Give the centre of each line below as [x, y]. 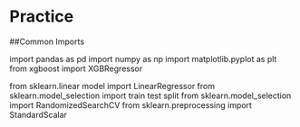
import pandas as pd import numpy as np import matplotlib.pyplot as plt [143, 59]
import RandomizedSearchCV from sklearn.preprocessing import [131, 104]
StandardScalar [39, 114]
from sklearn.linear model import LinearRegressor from [112, 86]
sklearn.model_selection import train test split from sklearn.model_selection [150, 95]
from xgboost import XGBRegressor [76, 68]
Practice [42, 17]
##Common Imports [47, 41]
